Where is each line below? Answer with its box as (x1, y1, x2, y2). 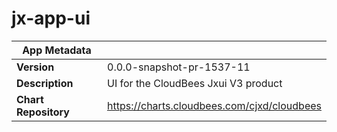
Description (16, 76, 74, 90)
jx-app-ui (11, 7, 91, 30)
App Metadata (22, 43, 92, 57)
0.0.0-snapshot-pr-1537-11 (107, 60, 251, 74)
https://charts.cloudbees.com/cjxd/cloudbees (107, 98, 322, 112)
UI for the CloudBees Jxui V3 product (107, 76, 283, 90)
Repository (16, 105, 70, 119)
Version (16, 60, 55, 74)
